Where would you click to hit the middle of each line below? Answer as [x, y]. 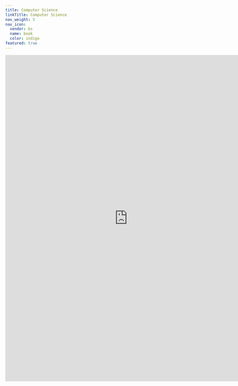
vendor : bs [21, 29]
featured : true [21, 43]
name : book [21, 34]
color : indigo [25, 39]
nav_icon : [16, 24]
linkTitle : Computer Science [36, 15]
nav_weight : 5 [20, 19]
